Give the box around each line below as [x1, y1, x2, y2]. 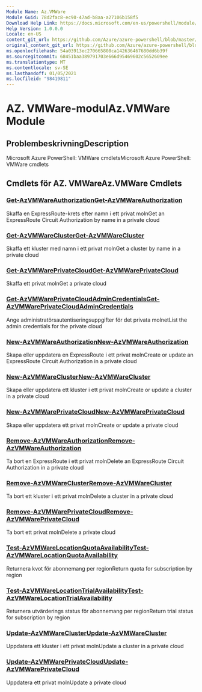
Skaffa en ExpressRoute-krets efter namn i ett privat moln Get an [6, 210, 165, 217]
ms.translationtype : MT [6, 59, 66, 65]
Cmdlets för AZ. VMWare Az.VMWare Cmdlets [6, 178, 182, 188]
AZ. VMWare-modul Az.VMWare [6, 102, 170, 115]
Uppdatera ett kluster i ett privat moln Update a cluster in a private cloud [6, 643, 185, 650]
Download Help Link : [6, 20, 58, 26]
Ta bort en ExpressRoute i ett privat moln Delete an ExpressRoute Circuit [6, 458, 185, 465]
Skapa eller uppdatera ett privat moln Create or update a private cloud [6, 421, 179, 429]
